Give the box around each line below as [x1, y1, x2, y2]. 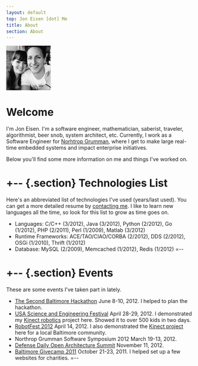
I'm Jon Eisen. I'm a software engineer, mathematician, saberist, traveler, [6, 125, 184, 132]
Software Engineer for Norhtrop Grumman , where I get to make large [6, 138, 174, 145]
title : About [6, 22, 39, 28]
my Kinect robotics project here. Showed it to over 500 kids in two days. [14, 317, 191, 324]
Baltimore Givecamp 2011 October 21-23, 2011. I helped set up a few [14, 348, 181, 355]
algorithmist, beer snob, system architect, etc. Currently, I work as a [6, 131, 172, 139]
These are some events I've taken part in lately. [6, 286, 122, 294]
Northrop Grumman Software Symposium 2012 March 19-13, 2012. [14, 336, 177, 343]
